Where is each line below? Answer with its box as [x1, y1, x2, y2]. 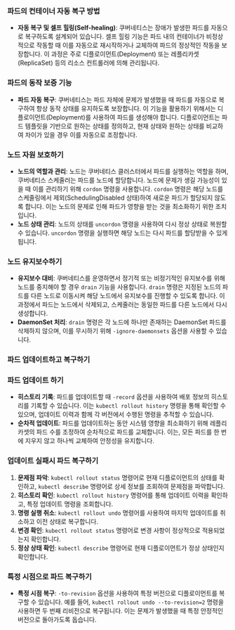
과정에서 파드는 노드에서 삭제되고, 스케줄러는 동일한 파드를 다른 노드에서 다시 [17, 300, 228, 309]
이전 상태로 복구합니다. [36, 517, 99, 525]
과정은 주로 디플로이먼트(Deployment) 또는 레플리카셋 [51, 50, 200, 58]
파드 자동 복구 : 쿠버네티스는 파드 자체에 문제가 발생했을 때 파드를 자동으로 [17, 95, 217, 103]
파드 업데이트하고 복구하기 [7, 355, 90, 365]
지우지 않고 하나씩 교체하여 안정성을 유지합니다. [25, 437, 154, 445]
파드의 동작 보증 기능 [7, 78, 72, 88]
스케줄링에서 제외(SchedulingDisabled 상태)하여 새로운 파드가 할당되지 [17, 193, 213, 202]
